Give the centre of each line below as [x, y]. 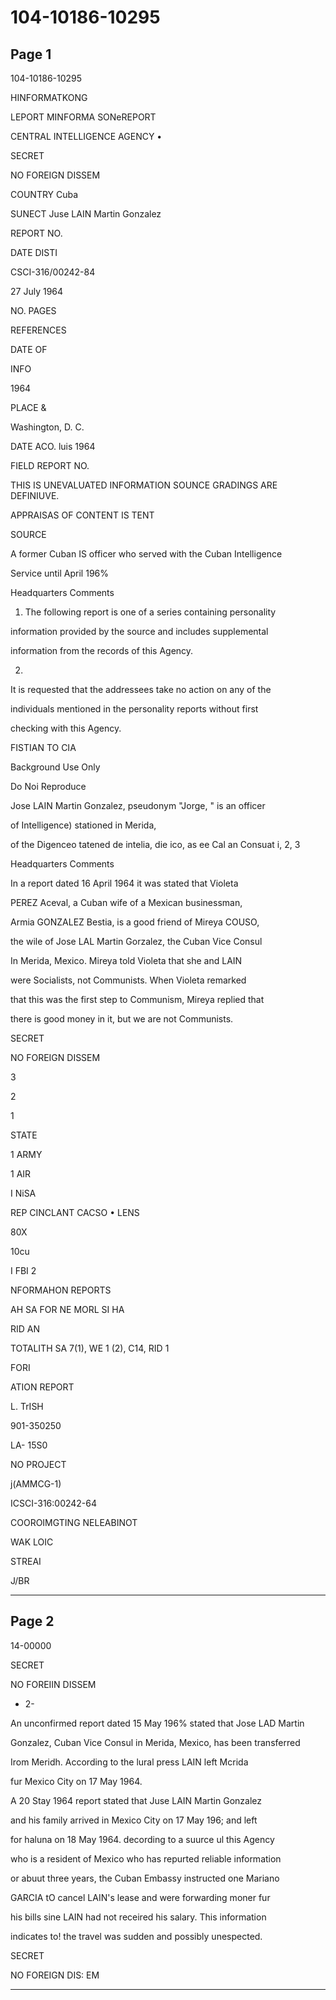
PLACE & [28, 407]
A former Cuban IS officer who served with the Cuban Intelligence [146, 554]
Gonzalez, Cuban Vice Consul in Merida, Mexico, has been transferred [155, 1742]
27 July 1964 [37, 291]
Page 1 [31, 54]
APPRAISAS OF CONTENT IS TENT [82, 515]
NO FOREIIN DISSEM [53, 1684]
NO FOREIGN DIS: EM [55, 1975]
